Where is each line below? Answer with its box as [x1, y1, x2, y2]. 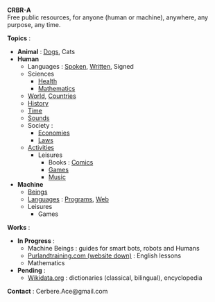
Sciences [27, 69, 54, 78]
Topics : [7, 34, 31, 42]
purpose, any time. [7, 21, 61, 28]
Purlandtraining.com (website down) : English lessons [27, 251, 182, 260]
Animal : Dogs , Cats [17, 48, 75, 56]
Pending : [17, 267, 46, 274]
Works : [7, 224, 31, 231]
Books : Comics [48, 158, 94, 166]
